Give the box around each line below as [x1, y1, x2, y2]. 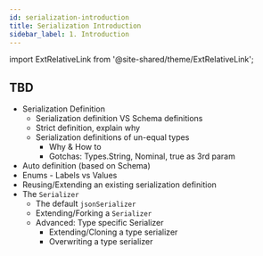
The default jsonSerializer [35, 198, 136, 210]
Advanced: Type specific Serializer [35, 218, 164, 228]
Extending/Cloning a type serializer [48, 227, 178, 237]
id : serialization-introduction [9, 12, 129, 22]
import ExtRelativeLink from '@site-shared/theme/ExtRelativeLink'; [9, 54, 254, 65]
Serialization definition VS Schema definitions [35, 113, 203, 124]
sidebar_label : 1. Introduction [9, 29, 129, 38]
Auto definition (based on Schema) [21, 161, 152, 171]
